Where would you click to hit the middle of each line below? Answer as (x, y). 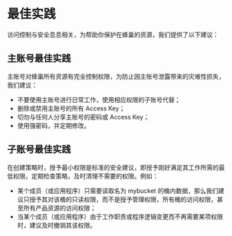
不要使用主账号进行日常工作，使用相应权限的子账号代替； (99, 99)
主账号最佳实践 (39, 58)
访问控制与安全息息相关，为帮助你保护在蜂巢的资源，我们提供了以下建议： (113, 35)
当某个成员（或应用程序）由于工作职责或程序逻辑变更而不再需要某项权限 (120, 216)
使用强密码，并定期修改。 (54, 126)
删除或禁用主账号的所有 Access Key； (71, 108)
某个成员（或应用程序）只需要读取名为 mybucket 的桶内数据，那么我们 (118, 190)
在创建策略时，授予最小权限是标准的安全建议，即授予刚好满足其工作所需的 (113, 167)
